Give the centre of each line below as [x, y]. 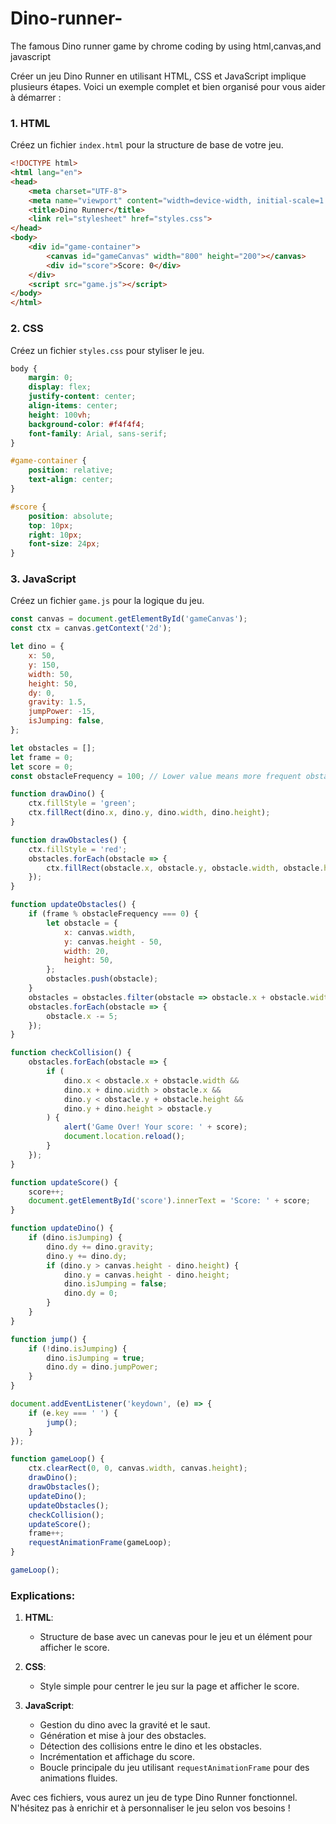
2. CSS [27, 329]
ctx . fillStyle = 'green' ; [82, 803]
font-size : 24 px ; [64, 544]
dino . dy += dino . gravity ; [100, 1247]
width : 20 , [86, 951]
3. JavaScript [43, 579]
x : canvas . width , [100, 932]
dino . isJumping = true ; [95, 1358]
